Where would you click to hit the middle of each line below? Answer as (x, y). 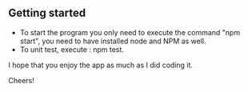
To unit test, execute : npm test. (72, 49)
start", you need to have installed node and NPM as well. (113, 41)
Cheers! (21, 80)
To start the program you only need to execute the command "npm (130, 32)
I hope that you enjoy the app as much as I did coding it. (101, 65)
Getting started (47, 13)
